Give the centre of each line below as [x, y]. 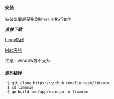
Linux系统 [15, 40]
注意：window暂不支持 [28, 60]
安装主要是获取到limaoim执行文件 [38, 19]
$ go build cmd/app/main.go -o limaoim [48, 92]
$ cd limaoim [20, 88]
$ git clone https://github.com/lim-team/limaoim [58, 83]
